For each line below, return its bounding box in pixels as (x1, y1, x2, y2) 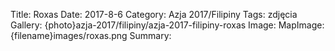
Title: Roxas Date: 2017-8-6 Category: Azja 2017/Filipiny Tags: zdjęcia (10, 9, 298, 20)
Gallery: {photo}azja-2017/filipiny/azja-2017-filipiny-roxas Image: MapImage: (10, 19, 325, 31)
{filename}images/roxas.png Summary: (10, 30, 172, 41)
